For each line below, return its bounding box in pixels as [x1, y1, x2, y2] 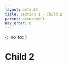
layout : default [5, 7, 38, 12]
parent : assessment [5, 16, 45, 21]
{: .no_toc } [5, 34, 27, 40]
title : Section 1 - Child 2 [5, 12, 63, 17]
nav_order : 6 [5, 21, 32, 26]
